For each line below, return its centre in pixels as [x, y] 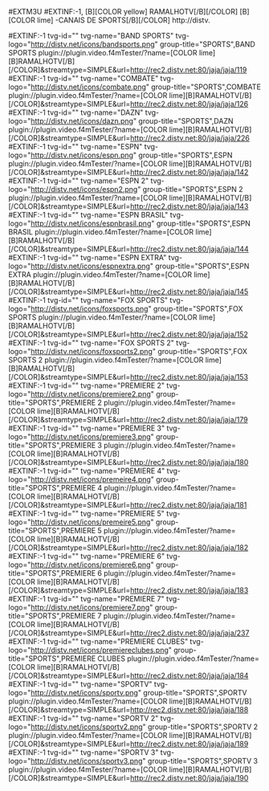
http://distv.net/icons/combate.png [89, 87]
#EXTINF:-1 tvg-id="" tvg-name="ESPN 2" [79, 181]
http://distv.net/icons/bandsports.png [93, 44]
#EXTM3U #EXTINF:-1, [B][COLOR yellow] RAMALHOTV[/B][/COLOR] [123, 12]
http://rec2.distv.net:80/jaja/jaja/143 [189, 206]
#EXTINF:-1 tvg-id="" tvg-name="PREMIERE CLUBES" [98, 641]
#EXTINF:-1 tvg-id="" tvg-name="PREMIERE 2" [87, 385]
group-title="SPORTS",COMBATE [206, 87]
